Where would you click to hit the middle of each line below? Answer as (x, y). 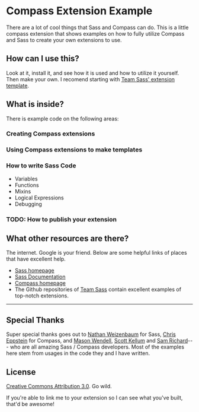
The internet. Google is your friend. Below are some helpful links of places (97, 253)
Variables (26, 179)
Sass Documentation (40, 277)
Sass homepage (34, 271)
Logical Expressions (39, 198)
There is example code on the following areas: (62, 118)
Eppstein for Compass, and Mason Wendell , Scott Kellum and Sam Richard (97, 341)
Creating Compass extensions (51, 134)
